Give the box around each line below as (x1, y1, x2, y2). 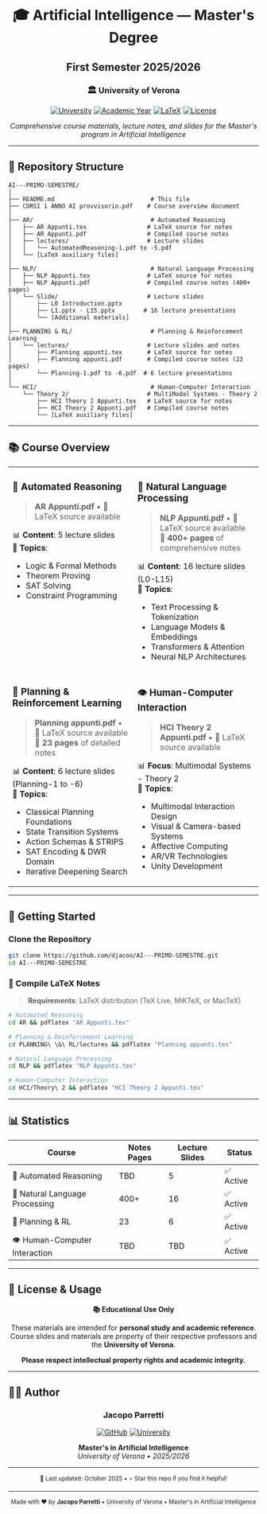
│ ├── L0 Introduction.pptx (8, 299, 123, 307)
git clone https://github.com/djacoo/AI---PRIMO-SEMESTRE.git (8, 952, 219, 959)
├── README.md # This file (8, 195, 191, 203)
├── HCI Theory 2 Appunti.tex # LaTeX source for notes (37, 397, 233, 405)
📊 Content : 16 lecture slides (137, 561, 246, 572)
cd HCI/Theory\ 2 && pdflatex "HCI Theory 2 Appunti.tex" (8, 1084, 204, 1092)
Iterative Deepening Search (25, 866, 128, 878)
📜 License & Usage (8, 1282, 102, 1297)
